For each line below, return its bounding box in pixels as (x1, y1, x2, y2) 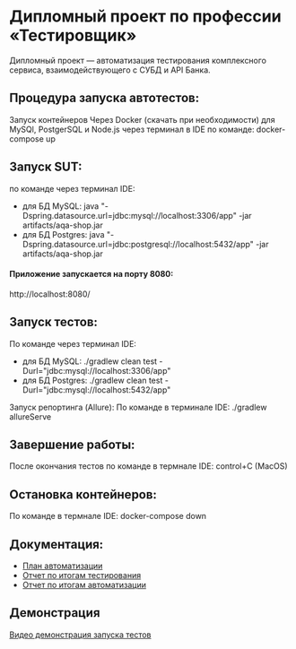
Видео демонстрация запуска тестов (9, 629, 152, 640)
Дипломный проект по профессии (9, 6, 282, 27)
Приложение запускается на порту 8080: (9, 269, 174, 280)
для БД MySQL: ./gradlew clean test (22, 356, 158, 367)
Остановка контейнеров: (9, 487, 157, 502)
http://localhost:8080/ (9, 289, 91, 299)
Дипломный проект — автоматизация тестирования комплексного (9, 55, 267, 65)
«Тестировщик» (9, 25, 137, 46)
